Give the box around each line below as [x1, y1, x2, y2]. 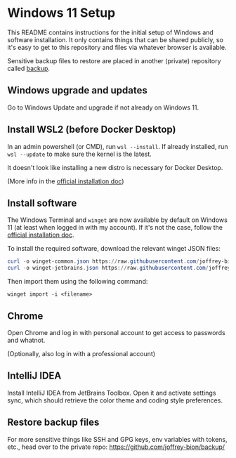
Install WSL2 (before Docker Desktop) [7, 124, 176, 136]
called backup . [7, 64, 51, 72]
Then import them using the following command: [7, 277, 148, 286]
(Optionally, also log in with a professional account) [7, 349, 156, 358]
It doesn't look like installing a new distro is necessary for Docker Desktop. [7, 163, 223, 171]
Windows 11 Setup [7, 5, 116, 21]
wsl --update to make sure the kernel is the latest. [7, 150, 152, 158]
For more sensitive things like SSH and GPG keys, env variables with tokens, [7, 435, 228, 443]
